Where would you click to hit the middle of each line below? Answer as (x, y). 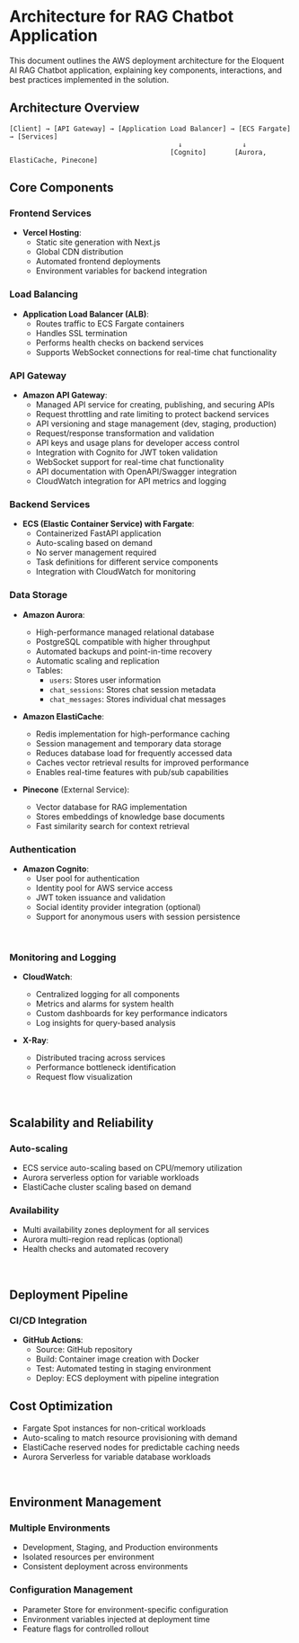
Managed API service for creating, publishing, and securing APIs (155, 405)
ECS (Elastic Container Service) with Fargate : (108, 524)
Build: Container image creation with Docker (117, 1359)
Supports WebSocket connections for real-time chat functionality (156, 352)
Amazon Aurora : (53, 614)
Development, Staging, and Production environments (120, 1548)
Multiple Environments (60, 1528)
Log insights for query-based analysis (106, 1023)
